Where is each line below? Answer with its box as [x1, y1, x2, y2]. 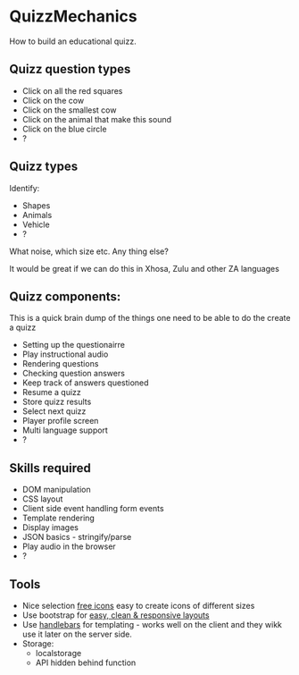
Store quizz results [21, 396, 92, 408]
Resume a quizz [21, 387, 82, 398]
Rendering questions [21, 359, 99, 369]
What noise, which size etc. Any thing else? [9, 246, 170, 257]
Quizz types [9, 159, 79, 174]
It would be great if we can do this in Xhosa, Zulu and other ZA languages [9, 263, 279, 274]
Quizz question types [9, 62, 131, 77]
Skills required [9, 460, 92, 476]
